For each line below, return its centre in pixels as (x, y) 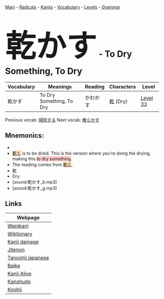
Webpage (28, 217)
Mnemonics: (25, 136)
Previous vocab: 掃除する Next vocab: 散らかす (52, 120)
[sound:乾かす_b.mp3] (34, 182)
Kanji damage (23, 242)
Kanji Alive (20, 274)
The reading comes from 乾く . (42, 164)
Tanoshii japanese (28, 257)
